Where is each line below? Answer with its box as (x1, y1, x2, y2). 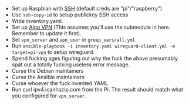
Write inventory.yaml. (11, 18, 63, 24)
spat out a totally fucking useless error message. (11, 61, 130, 68)
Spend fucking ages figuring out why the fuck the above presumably (11, 55, 178, 62)
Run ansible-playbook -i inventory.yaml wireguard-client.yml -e (11, 42, 176, 49)
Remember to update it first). (11, 30, 82, 37)
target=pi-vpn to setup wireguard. (11, 49, 95, 55)
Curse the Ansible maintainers (11, 73, 85, 80)
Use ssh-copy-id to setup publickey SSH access (11, 11, 129, 18)
